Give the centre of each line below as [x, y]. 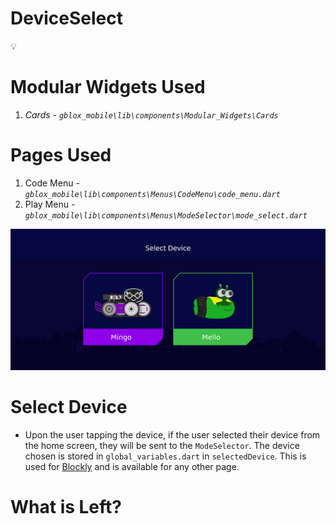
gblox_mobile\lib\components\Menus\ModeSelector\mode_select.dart [166, 215]
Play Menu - [50, 204]
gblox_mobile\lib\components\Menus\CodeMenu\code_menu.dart [152, 194]
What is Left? [66, 507]
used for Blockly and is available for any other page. [132, 467]
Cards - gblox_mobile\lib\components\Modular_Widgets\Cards [151, 114]
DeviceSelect [66, 18]
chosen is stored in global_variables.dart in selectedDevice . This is [165, 456]
